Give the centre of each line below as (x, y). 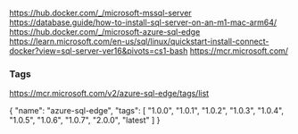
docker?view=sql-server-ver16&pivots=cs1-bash (99, 51)
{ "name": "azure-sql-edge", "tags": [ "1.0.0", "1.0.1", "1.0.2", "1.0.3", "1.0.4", (146, 111)
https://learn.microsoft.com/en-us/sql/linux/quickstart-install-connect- (139, 41)
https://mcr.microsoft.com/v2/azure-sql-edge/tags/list (109, 94)
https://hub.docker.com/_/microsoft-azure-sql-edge (105, 32)
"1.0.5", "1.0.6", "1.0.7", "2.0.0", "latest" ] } (85, 121)
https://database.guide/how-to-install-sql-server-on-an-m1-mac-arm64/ (143, 22)
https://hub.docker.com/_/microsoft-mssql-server (100, 13)
